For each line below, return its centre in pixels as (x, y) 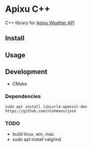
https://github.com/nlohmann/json (41, 111)
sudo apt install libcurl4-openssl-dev (46, 107)
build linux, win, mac (33, 134)
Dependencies (23, 96)
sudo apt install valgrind (37, 140)
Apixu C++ (28, 9)
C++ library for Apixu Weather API (40, 23)
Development (26, 72)
